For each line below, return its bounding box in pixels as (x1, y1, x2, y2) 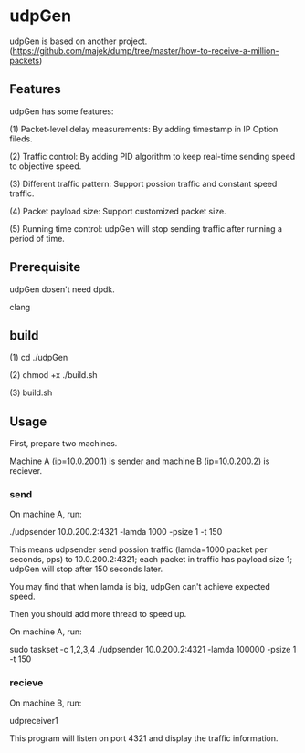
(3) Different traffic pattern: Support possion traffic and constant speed (9, 178, 278, 189)
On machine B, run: (9, 697, 82, 708)
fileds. (9, 133, 34, 144)
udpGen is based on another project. (9, 36, 148, 47)
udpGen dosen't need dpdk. (9, 284, 116, 295)
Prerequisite (9, 259, 81, 275)
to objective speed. (9, 161, 82, 172)
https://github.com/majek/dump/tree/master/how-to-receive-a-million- (12, 45, 279, 56)
